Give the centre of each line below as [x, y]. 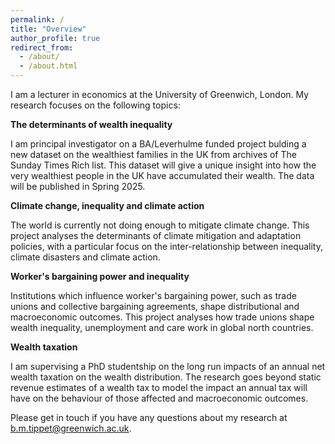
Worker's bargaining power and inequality [100, 276]
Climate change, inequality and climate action [107, 205]
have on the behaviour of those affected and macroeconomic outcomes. [159, 398]
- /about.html [48, 66]
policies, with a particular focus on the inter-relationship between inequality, [166, 246]
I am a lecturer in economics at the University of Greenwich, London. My [160, 94]
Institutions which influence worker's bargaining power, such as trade [153, 295]
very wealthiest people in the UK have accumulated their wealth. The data [162, 175]
